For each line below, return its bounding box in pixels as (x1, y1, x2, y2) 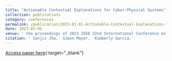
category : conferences (5, 17, 54, 22)
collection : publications (5, 12, 60, 17)
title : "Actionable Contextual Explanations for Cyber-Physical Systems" (5, 7, 166, 13)
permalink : (5, 21, 29, 27)
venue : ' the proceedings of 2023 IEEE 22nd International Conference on (5, 31, 166, 36)
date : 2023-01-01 (5, 26, 42, 32)
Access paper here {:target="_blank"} (5, 49, 84, 56)
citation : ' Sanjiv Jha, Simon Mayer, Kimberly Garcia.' (5, 36, 134, 41)
